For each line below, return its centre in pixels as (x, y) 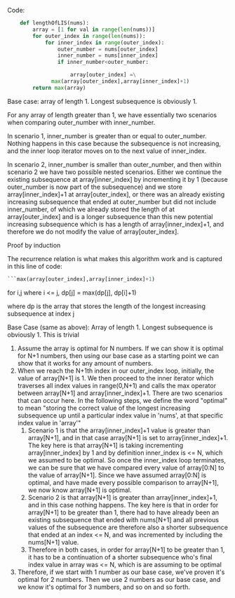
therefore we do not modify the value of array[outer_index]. (93, 232)
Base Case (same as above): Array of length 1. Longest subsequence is (110, 327)
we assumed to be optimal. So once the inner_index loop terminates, (127, 460)
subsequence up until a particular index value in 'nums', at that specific (120, 415)
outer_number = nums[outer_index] (108, 49)
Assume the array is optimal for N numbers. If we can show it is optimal (120, 348)
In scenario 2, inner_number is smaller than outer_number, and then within (115, 164)
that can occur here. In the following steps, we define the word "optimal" (122, 400)
